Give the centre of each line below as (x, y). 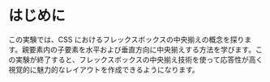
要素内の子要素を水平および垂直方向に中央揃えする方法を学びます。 (142, 49)
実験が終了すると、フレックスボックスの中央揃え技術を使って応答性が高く (139, 59)
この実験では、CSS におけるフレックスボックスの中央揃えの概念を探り (126, 39)
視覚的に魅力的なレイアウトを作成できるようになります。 (104, 69)
